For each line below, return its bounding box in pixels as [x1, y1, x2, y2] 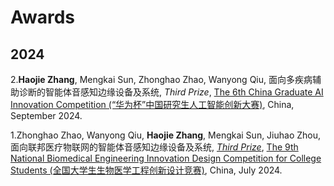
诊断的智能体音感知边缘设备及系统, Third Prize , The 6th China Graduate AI [18, 86, 324, 98]
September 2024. [10, 110, 83, 121]
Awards [10, 6, 76, 29]
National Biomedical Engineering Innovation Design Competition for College [10, 152, 322, 164]
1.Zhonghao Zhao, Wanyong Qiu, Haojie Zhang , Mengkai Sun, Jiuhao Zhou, [10, 129, 322, 141]
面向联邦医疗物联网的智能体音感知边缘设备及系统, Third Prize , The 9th [10, 141, 299, 153]
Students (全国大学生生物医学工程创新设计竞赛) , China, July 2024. [10, 164, 283, 176]
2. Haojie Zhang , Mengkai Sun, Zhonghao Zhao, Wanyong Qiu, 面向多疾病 [10, 74, 313, 85]
